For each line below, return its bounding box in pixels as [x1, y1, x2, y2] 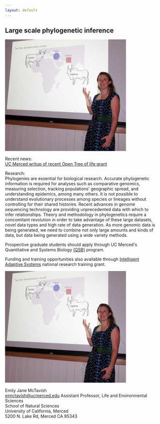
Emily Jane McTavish [5, 388, 47, 393]
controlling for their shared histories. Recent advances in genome [5, 201, 135, 207]
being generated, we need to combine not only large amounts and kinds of [5, 227, 154, 233]
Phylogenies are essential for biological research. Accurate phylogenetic [5, 176, 150, 181]
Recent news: [5, 156, 32, 162]
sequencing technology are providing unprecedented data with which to [5, 207, 149, 212]
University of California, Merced [5, 408, 69, 414]
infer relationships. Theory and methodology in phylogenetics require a [5, 212, 146, 218]
